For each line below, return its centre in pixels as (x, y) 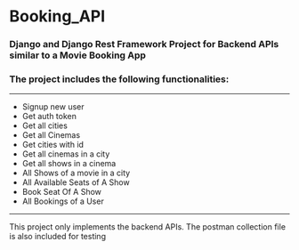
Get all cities (45, 125)
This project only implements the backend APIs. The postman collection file (148, 227)
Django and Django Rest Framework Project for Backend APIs (144, 44)
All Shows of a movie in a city (76, 173)
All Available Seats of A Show (76, 182)
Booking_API (57, 16)
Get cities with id (53, 145)
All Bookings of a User (63, 201)
